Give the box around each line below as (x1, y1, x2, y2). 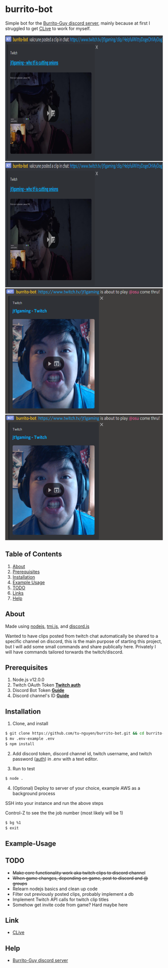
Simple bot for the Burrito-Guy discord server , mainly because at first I (5, 20, 150, 26)
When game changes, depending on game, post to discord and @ (12, 875, 148, 881)
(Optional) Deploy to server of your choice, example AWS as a (12, 785, 140, 791)
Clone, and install (12, 721, 48, 727)
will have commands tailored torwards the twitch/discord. (5, 649, 123, 655)
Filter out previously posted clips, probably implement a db (12, 891, 134, 897)
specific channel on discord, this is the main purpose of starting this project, (5, 638, 162, 644)
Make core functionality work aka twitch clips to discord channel (12, 870, 146, 876)
